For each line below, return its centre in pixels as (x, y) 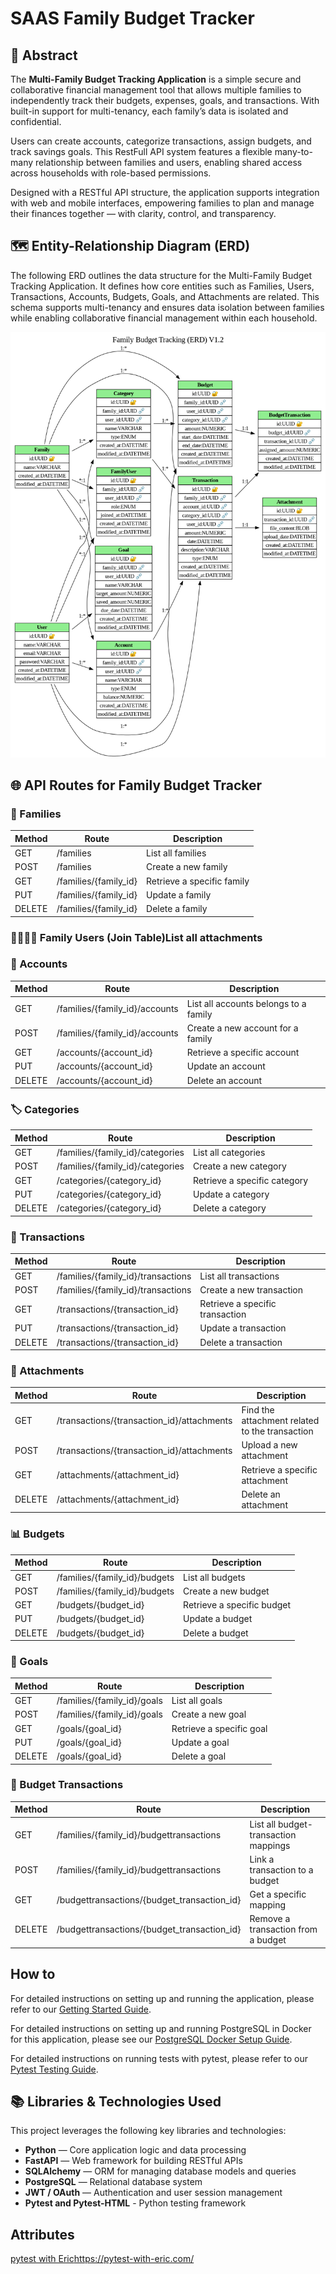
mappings (270, 1845)
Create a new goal (209, 1714)
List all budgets (214, 1577)
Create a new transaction (251, 1289)
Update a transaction (243, 1328)
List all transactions (239, 1276)
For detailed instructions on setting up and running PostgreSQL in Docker (161, 2028)
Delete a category (230, 1208)
